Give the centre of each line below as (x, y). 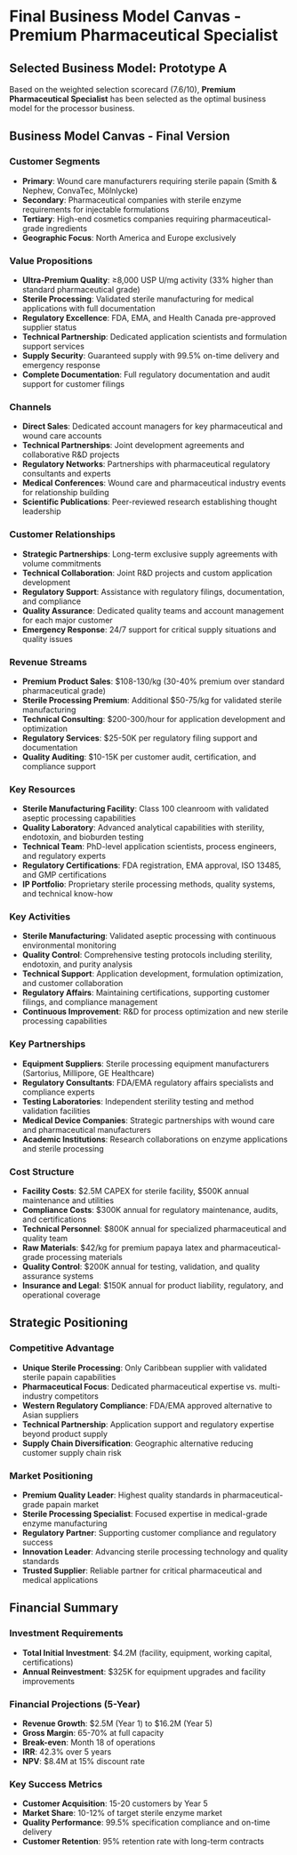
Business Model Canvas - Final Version (120, 137)
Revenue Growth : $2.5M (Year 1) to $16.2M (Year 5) (117, 1723)
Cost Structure (42, 1171)
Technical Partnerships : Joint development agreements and (133, 446)
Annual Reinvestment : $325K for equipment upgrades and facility (144, 1671)
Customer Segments (55, 162)
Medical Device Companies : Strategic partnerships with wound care (148, 1120)
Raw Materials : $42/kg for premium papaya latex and (120, 1248)
